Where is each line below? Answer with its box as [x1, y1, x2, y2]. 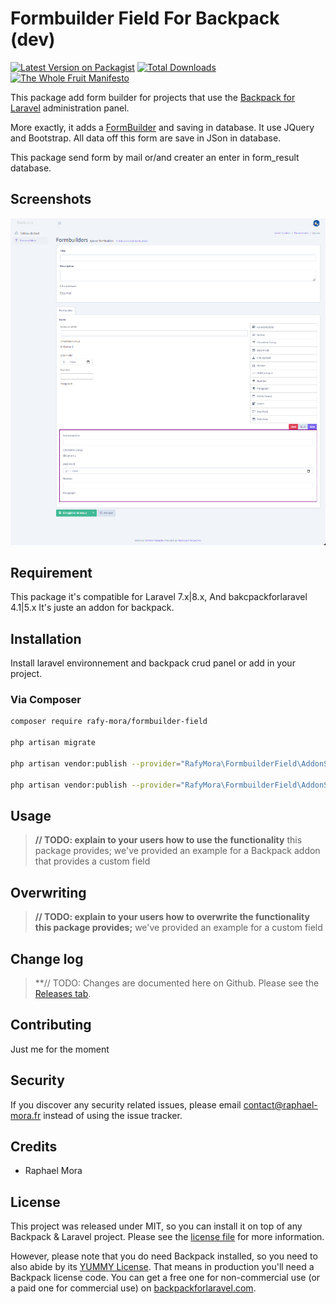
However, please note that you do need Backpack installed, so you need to [10, 1250, 318, 1262]
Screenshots [10, 191, 92, 208]
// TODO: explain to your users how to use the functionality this [34, 834, 303, 846]
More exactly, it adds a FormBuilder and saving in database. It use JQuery [10, 121, 315, 133]
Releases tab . [34, 988, 92, 1000]
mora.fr [10, 1109, 42, 1121]
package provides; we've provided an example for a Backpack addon [34, 845, 321, 857]
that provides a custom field [34, 855, 151, 867]
